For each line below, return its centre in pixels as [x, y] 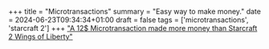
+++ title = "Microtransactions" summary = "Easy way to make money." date [134, 11]
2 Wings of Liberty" [41, 36]
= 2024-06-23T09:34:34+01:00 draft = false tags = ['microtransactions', [128, 20]
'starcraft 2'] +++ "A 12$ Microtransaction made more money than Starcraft [133, 28]
